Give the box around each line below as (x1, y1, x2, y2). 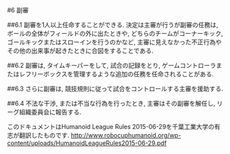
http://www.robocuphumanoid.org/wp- (70, 131, 181, 139)
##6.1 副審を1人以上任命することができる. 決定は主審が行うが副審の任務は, (7, 21, 218, 29)
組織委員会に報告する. (19, 108, 82, 116)
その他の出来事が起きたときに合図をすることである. (7, 47, 154, 55)
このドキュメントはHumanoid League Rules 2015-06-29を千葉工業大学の (7, 123, 215, 131)
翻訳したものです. (19, 131, 70, 139)
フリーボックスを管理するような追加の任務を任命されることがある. (25, 70, 214, 78)
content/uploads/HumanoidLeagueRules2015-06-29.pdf (7, 139, 167, 147)
